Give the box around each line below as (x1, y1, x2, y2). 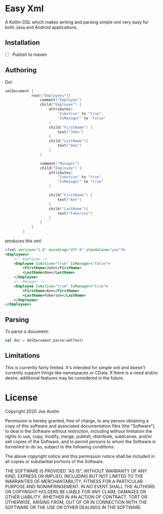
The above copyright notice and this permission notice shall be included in (5, 453, 155, 459)
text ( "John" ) (57, 129, 84, 135)
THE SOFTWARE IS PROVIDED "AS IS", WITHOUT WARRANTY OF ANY (5, 468, 147, 474)
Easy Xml (5, 3, 44, 14)
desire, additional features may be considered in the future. (5, 375, 124, 381)
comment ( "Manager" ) (40, 161, 80, 166)
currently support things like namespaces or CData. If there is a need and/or (5, 370, 159, 375)
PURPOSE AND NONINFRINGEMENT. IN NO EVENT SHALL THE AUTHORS (5, 483, 155, 490)
